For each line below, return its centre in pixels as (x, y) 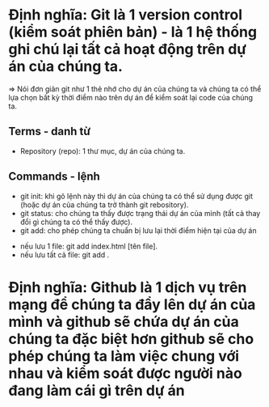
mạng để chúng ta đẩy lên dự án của (132, 304)
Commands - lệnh (55, 177)
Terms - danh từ (50, 131)
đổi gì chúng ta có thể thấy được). (76, 222)
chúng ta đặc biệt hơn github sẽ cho (131, 339)
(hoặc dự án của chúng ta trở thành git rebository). (104, 205)
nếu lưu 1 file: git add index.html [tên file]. (89, 246)
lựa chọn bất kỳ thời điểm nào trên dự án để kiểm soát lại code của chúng (130, 97)
